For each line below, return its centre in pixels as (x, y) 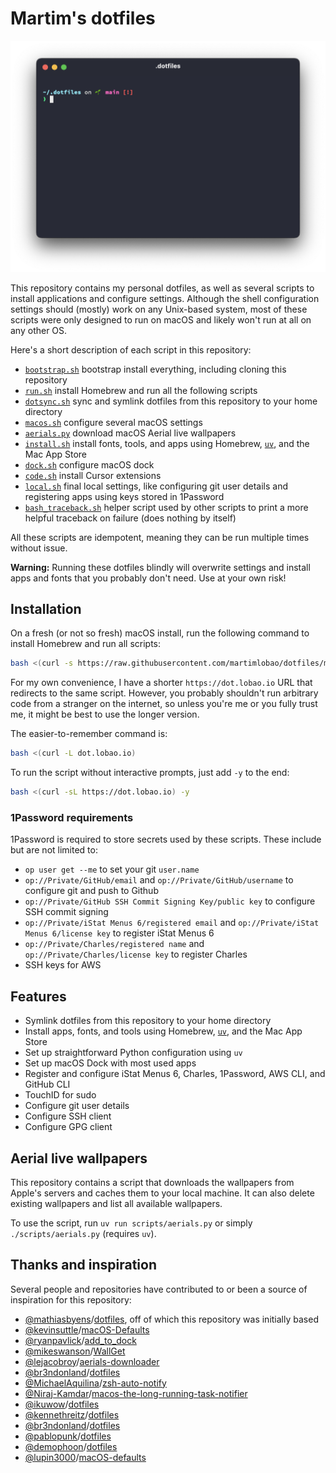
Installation (46, 608)
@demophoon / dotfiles (71, 1446)
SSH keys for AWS (63, 965)
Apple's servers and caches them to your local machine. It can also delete (162, 1193)
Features (38, 996)
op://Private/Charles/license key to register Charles (136, 954)
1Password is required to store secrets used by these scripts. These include (166, 839)
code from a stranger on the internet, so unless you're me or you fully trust (164, 704)
